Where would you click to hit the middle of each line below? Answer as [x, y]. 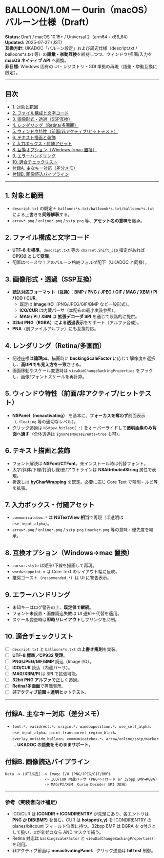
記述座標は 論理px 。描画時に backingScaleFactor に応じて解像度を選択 [84, 358]
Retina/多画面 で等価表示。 [39, 686]
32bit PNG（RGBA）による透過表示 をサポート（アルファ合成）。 [77, 323]
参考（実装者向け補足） [32, 802]
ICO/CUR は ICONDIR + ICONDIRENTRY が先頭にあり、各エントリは [81, 814]
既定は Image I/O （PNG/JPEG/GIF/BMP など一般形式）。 [76, 304]
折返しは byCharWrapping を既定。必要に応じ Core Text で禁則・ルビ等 [85, 482]
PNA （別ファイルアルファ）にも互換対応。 [55, 329]
